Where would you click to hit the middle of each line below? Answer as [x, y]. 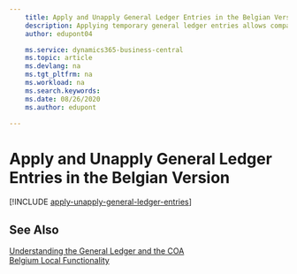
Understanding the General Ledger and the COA [97, 251]
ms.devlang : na [53, 66]
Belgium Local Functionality [60, 261]
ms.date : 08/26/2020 [63, 99]
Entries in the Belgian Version [120, 177]
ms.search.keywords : [63, 91]
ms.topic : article [59, 58]
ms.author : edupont [61, 107]
